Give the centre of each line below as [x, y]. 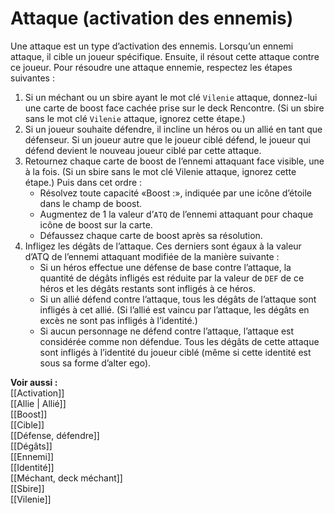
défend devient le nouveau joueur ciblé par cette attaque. [143, 150]
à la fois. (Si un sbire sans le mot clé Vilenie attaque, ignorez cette [160, 171]
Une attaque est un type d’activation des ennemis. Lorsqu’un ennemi [152, 46]
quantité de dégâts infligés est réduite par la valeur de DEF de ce [172, 278]
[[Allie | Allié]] [38, 403]
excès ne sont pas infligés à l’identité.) [118, 320]
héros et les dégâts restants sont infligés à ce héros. [147, 288]
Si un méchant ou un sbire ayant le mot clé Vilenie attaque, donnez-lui [171, 97]
